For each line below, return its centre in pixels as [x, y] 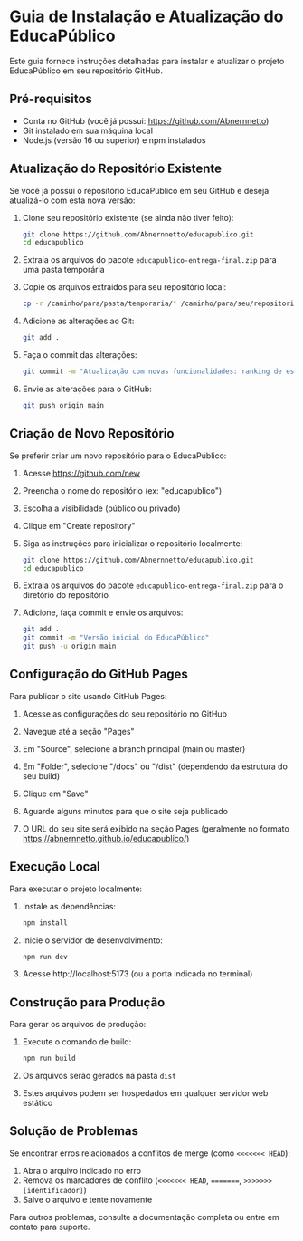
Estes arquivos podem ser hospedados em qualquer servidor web [145, 1093]
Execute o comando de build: [77, 1042]
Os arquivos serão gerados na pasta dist [99, 1076]
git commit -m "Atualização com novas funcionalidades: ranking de [152, 372]
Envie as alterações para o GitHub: [87, 389]
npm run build [49, 1058]
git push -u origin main [69, 646]
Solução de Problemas [74, 1131]
